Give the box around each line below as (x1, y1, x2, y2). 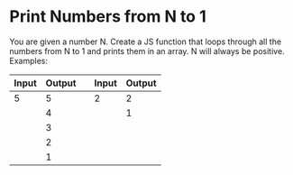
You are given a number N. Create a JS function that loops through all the (9, 36, 282, 47)
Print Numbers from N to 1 (9, 6, 206, 27)
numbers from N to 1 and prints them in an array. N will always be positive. (9, 45, 286, 56)
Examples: (9, 55, 48, 66)
